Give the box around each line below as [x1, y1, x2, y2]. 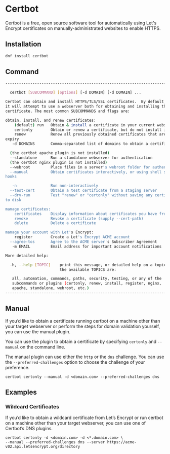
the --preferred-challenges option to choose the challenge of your [5, 359, 145, 365]
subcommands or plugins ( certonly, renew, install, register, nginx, [12, 281, 162, 286]
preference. [5, 364, 30, 370]
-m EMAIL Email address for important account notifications [12, 244, 162, 249]
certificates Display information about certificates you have [14, 211, 157, 216]
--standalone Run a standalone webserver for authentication [10, 155, 153, 160]
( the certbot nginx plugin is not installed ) [10, 160, 108, 165]
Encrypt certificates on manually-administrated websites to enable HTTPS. [5, 25, 161, 31]
